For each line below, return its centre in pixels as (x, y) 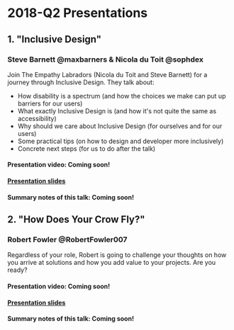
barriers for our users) (50, 103)
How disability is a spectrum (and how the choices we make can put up (122, 96)
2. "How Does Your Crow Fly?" (76, 220)
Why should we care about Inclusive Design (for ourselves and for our (120, 126)
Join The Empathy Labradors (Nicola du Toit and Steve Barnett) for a (107, 74)
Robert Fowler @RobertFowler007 (67, 239)
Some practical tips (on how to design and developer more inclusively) (121, 141)
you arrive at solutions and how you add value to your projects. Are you (112, 263)
